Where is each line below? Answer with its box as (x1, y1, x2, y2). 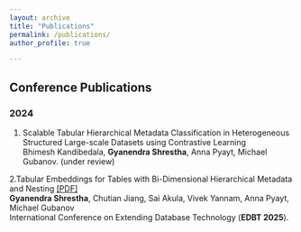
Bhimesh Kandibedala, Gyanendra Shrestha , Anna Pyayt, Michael (22, 146, 268, 157)
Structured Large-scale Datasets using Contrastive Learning (22, 136, 246, 147)
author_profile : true (9, 38, 91, 48)
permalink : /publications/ (9, 30, 111, 39)
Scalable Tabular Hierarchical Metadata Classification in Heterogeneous (22, 127, 290, 138)
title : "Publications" (9, 22, 95, 31)
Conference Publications (9, 79, 152, 95)
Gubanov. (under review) (22, 155, 115, 167)
